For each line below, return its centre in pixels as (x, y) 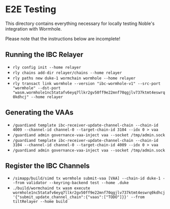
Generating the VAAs (39, 113)
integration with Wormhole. (33, 28)
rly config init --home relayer (47, 67)
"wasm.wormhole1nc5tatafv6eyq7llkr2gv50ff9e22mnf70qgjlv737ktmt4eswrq (89, 93)
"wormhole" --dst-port (37, 88)
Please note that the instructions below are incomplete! (63, 39)
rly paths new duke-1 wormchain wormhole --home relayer (74, 78)
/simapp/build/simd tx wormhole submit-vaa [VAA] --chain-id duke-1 (87, 178)
